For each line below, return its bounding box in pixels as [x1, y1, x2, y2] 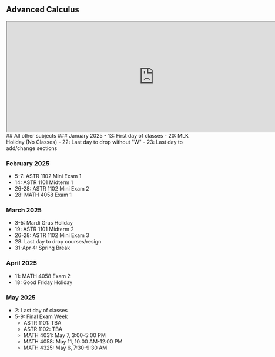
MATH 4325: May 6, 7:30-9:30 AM [23, 344, 108, 351]
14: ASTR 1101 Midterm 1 [14, 179, 73, 186]
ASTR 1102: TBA [23, 326, 63, 332]
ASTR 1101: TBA [23, 319, 62, 326]
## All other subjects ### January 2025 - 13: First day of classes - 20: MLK [6, 132, 189, 139]
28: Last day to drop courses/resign [14, 238, 102, 245]
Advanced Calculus [6, 5, 79, 15]
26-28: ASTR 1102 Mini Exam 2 [14, 185, 89, 192]
